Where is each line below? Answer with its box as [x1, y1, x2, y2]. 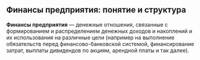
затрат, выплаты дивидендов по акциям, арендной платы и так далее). [6, 47, 189, 54]
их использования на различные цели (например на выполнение [6, 33, 175, 41]
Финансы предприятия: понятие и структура [6, 5, 186, 15]
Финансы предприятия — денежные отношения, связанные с [6, 21, 168, 28]
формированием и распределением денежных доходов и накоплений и [6, 27, 193, 35]
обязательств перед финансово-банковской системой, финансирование [6, 40, 195, 47]
